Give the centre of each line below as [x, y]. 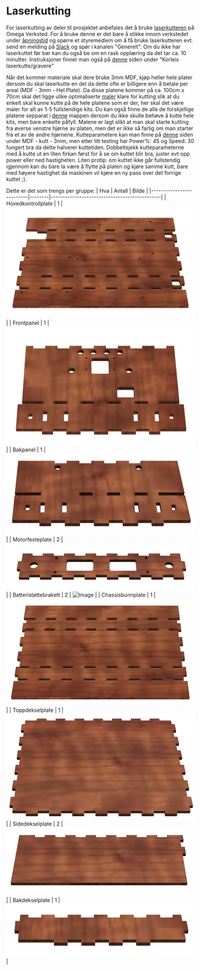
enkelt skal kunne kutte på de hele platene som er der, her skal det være [95, 102]
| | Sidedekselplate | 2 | [35, 824]
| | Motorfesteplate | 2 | [35, 539]
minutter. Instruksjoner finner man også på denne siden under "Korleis [93, 59]
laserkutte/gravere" [30, 66]
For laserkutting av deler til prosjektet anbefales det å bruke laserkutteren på [100, 28]
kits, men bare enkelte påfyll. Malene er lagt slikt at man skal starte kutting [98, 122]
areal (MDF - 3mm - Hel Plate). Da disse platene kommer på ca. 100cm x [95, 90]
